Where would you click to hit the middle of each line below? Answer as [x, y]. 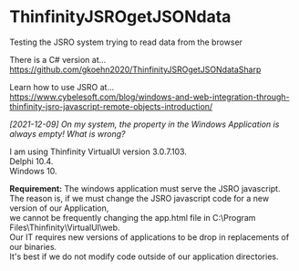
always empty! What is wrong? [67, 133]
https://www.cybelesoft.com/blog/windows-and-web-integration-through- [149, 97]
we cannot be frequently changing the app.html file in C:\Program [133, 217]
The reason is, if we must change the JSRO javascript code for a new [139, 198]
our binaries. [33, 246]
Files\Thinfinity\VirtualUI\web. [65, 227]
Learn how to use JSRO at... [62, 87]
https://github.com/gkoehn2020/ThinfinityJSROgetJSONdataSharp [135, 69]
